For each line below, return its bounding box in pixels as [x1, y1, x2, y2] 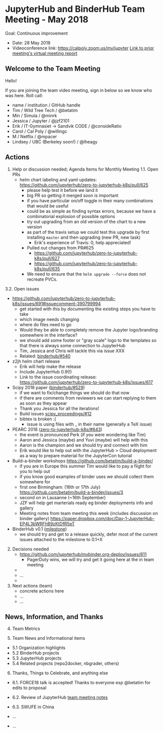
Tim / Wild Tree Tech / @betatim [12, 107, 78, 113]
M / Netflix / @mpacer [12, 133, 57, 139]
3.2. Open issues [5, 286, 39, 292]
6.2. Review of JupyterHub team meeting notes [12, 695, 108, 700]
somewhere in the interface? [19, 332, 78, 338]
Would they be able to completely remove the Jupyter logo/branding [19, 327, 158, 332]
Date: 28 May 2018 [12, 39, 51, 45]
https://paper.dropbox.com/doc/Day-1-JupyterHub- [50, 515, 155, 521]
